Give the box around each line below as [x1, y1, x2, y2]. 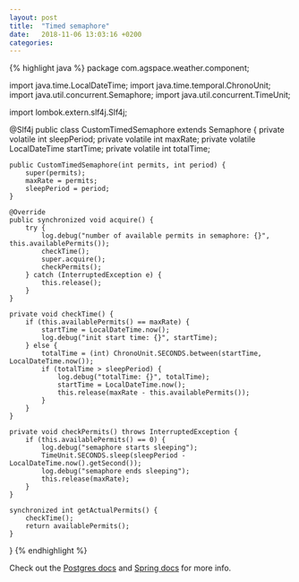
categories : [9, 38, 54, 48]
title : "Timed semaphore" [9, 22, 110, 30]
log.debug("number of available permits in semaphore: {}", [41, 231, 270, 240]
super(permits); [25, 169, 87, 178]
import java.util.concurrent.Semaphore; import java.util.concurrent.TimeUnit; [9, 90, 291, 100]
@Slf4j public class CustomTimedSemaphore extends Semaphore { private [9, 125, 285, 135]
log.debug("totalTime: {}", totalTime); [56, 373, 210, 382]
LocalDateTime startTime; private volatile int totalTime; [9, 143, 210, 154]
